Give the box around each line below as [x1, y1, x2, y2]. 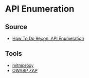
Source [5, 23, 28, 31]
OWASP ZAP [12, 67, 38, 73]
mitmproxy [12, 62, 34, 68]
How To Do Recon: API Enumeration [12, 35, 84, 41]
